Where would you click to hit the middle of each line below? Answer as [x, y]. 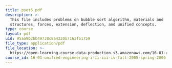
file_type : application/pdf [35, 43]
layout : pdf [18, 34]
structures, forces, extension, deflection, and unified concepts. [83, 24]
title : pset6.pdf [24, 10]
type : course [19, 29]
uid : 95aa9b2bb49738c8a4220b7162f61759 [48, 39]
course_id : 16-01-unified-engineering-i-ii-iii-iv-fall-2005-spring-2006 [86, 58]
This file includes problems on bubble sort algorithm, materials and [87, 19]
